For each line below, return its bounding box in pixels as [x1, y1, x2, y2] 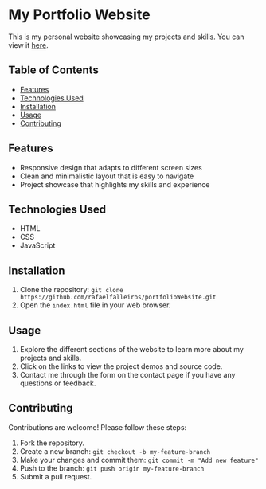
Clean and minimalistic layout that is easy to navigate [19, 171, 194, 181]
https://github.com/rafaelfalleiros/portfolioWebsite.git [19, 293, 217, 302]
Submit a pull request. [19, 471, 92, 481]
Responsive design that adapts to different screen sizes [19, 162, 203, 172]
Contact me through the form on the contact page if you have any [19, 370, 236, 379]
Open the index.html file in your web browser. [19, 300, 171, 310]
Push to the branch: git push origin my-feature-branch [19, 464, 205, 473]
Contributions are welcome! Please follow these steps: [8, 422, 187, 432]
